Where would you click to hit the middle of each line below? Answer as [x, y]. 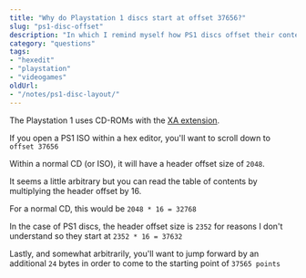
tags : [20, 52]
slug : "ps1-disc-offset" [56, 26]
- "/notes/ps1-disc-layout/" [65, 94]
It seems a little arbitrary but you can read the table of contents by [133, 181]
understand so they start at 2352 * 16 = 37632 [96, 236]
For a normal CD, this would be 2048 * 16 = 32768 [103, 208]
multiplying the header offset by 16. [76, 190]
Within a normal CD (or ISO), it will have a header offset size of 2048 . [138, 163]
